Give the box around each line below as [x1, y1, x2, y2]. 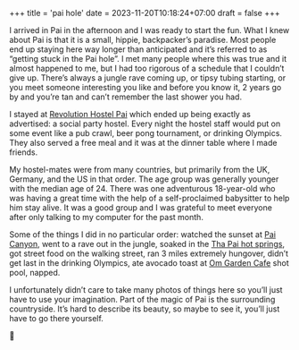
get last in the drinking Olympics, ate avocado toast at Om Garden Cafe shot [9, 258, 289, 268]
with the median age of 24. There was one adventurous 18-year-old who [9, 184, 276, 193]
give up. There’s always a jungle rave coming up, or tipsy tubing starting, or [9, 73, 287, 83]
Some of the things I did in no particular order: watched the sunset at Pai [9, 229, 277, 240]
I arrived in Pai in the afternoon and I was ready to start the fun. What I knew [9, 25, 290, 35]
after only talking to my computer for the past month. [9, 212, 203, 222]
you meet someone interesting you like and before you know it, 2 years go [9, 82, 282, 92]
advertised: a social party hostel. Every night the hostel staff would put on [9, 118, 281, 129]
